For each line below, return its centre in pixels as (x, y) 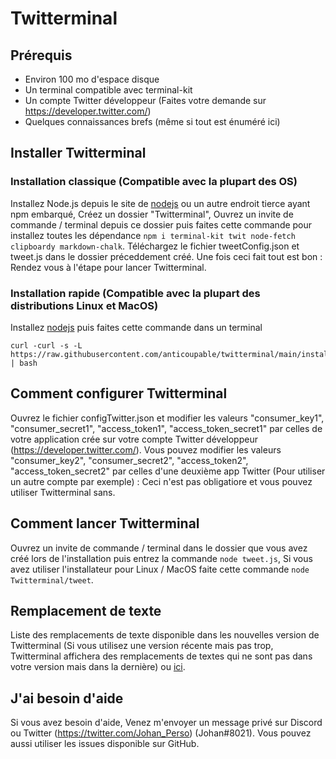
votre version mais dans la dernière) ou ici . (98, 667)
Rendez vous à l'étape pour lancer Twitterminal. (108, 267)
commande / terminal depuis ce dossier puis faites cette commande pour (161, 224)
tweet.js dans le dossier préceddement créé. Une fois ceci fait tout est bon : (166, 256)
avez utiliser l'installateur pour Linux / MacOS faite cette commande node (160, 569)
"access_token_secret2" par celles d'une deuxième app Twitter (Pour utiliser (168, 471)
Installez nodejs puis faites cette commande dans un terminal (136, 327)
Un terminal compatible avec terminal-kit (108, 90)
